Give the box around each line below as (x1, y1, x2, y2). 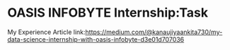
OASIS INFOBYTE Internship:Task (7, 5, 209, 21)
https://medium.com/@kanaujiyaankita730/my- (85, 28, 223, 36)
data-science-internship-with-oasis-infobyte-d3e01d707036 (7, 35, 185, 43)
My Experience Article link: (7, 28, 86, 36)
